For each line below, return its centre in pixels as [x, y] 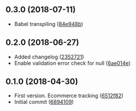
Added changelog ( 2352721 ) [49, 57]
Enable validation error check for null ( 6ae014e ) [72, 63]
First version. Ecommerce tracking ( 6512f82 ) [69, 96]
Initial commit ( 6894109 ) [44, 102]
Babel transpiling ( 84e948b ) [49, 24]
